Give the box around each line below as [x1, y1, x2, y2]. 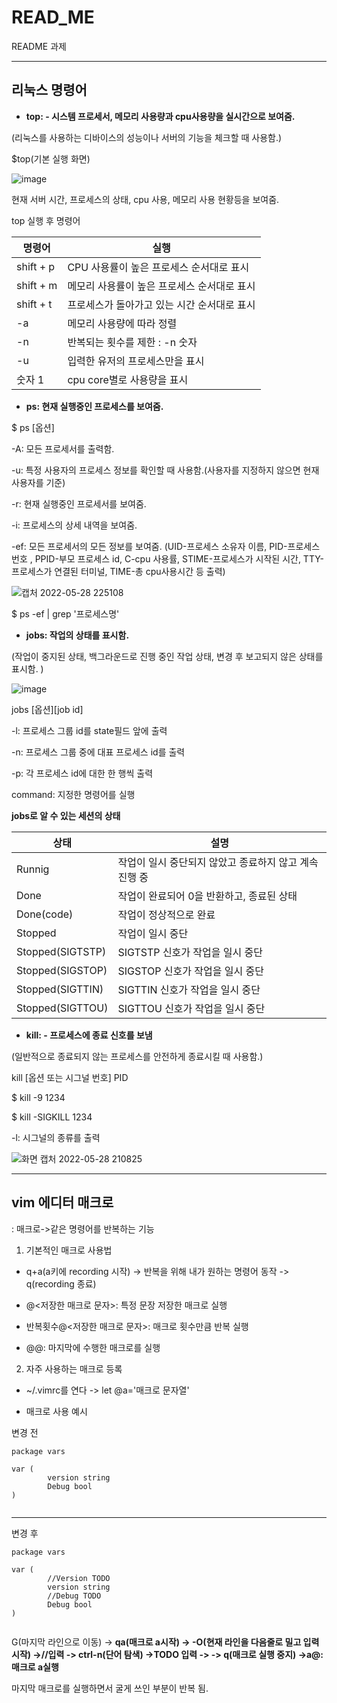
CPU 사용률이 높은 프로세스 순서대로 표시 [67, 260, 250, 274]
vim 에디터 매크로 [11, 1194, 114, 1211]
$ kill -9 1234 [11, 1091, 66, 1103]
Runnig [16, 862, 50, 876]
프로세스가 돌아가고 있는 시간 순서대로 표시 [67, 297, 256, 311]
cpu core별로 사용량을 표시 [67, 372, 189, 386]
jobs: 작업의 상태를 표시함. [25, 629, 130, 641]
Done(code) [16, 907, 74, 921]
